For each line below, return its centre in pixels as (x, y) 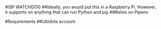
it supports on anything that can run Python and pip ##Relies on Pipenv (77, 12)
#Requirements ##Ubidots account (40, 22)
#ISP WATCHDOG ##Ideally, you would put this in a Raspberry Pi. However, (81, 7)
